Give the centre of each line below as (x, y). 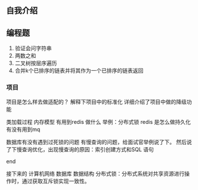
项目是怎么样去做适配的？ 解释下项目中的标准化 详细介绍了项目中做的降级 (96, 102)
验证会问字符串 (33, 48)
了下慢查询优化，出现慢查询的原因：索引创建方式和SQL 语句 (80, 149)
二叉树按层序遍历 (36, 63)
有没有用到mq (23, 129)
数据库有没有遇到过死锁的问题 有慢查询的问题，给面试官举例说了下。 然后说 (99, 142)
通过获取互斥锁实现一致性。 (56, 181)
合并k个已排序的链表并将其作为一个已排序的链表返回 (79, 71)
